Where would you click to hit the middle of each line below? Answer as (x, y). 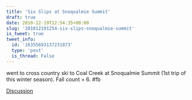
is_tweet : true (25, 34)
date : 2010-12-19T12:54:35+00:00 (48, 23)
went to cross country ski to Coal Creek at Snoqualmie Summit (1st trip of (96, 73)
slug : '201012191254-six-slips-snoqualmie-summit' (70, 28)
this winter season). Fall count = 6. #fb (54, 79)
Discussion (20, 90)
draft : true (21, 17)
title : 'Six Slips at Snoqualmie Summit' (58, 12)
